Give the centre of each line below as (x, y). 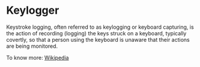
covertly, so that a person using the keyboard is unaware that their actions (98, 39)
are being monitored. (32, 46)
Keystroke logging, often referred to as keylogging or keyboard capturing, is (100, 27)
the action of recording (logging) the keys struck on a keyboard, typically (96, 33)
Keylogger (33, 10)
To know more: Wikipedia (38, 57)
